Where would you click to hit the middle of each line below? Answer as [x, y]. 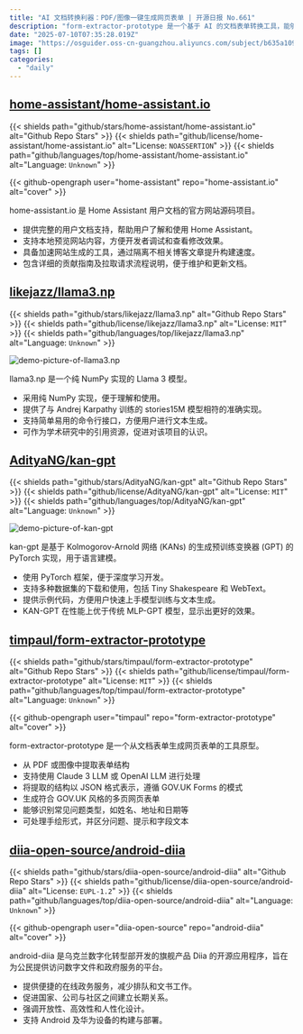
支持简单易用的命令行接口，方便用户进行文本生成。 [117, 420]
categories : [32, 59]
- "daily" [36, 69]
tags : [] [26, 51]
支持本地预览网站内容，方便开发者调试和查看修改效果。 [125, 241]
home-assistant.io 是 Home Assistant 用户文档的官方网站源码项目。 [134, 210]
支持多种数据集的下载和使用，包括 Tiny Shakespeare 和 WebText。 [146, 589]
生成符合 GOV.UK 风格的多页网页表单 [91, 799]
